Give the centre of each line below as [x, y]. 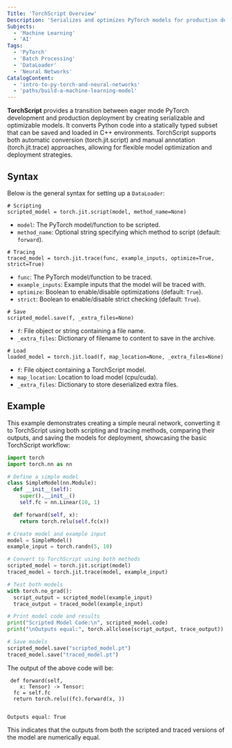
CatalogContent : [30, 78]
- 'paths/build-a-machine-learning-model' [75, 91]
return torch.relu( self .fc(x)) [65, 521]
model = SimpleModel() [40, 540]
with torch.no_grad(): [40, 591]
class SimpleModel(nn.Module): [52, 483]
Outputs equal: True [37, 717]
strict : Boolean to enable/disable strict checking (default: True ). [109, 299]
